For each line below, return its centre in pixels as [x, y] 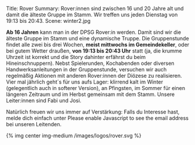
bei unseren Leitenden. [34, 124]
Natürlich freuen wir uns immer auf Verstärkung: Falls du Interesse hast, [93, 112]
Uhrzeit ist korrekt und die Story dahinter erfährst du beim [76, 57]
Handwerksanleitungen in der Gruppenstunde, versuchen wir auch [86, 69]
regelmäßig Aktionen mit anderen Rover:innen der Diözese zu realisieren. [94, 76]
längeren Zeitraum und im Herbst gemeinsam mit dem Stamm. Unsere [90, 94]
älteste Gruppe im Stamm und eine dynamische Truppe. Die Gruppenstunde [97, 38]
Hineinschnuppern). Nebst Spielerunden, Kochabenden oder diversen [90, 63]
